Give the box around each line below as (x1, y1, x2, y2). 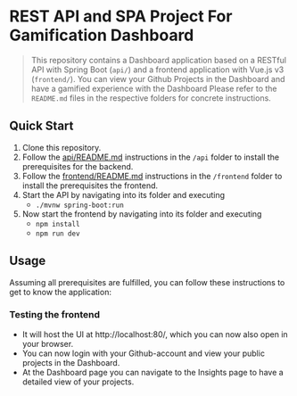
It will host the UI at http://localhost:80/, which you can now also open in (21, 328, 288, 340)
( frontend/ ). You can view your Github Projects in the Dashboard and (30, 73, 285, 84)
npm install (35, 219, 80, 228)
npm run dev (35, 229, 80, 238)
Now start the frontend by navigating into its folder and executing (21, 208, 262, 219)
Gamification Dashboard (9, 25, 194, 45)
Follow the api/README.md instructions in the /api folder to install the (21, 152, 279, 162)
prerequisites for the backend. (21, 161, 134, 171)
